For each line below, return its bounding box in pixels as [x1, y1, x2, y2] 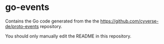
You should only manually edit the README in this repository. [5, 33, 131, 39]
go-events [5, 1, 50, 13]
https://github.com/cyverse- [100, 18, 159, 24]
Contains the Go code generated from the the [5, 18, 99, 24]
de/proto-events [5, 23, 39, 29]
